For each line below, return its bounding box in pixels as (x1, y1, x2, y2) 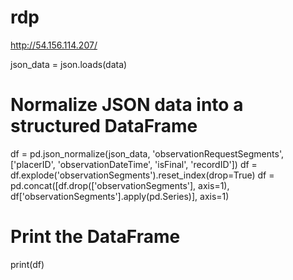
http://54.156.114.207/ (10, 39, 98, 51)
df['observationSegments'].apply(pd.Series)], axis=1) (10, 190, 230, 202)
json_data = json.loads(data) (10, 58, 128, 70)
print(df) (10, 258, 45, 270)
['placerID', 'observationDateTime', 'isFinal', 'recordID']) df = (10, 158, 258, 170)
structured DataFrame (10, 115, 198, 138)
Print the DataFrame (10, 226, 181, 248)
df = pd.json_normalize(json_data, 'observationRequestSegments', (10, 147, 284, 160)
